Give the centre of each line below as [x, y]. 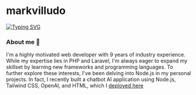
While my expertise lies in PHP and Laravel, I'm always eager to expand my [97, 61]
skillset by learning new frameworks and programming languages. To [89, 67]
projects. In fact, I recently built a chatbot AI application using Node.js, [91, 79]
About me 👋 [23, 42]
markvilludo [36, 11]
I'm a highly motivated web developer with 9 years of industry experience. [96, 55]
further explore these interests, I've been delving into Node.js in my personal [99, 73]
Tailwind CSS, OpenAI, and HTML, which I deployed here [75, 86]
